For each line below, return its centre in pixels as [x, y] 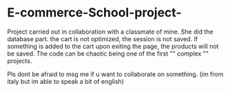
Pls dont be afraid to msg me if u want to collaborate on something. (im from [115, 74]
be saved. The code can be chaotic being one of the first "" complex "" [108, 54]
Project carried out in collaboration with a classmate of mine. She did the [110, 32]
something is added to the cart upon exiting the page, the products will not [113, 46]
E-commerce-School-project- [94, 13]
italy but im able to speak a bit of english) [65, 81]
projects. [20, 60]
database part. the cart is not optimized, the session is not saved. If [103, 38]
